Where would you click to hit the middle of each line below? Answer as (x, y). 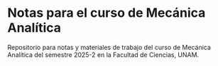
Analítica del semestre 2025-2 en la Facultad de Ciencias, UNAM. (103, 55)
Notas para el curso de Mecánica (107, 13)
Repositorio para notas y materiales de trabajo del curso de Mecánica (109, 47)
